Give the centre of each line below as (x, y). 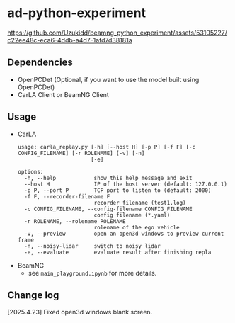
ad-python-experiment (77, 13)
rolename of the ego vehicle (137, 227)
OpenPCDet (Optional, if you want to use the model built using (108, 79)
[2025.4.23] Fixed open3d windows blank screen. (80, 312)
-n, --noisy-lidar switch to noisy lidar (92, 246)
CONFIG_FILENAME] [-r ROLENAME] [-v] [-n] (81, 153)
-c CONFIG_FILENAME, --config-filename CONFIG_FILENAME (108, 209)
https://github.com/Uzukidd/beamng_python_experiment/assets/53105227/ (117, 33)
